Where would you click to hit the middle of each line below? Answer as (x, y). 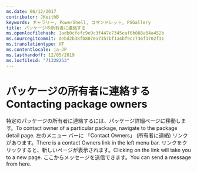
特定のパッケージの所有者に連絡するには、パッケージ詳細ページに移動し (94, 121)
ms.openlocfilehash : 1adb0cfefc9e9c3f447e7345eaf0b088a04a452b (85, 33)
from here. (19, 164)
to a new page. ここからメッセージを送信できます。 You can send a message (98, 157)
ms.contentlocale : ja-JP (36, 50)
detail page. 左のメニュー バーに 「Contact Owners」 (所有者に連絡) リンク (97, 136)
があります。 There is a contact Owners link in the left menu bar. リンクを (94, 143)
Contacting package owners (77, 104)
